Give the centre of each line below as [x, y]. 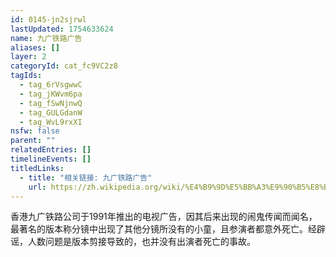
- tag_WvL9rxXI [51, 122]
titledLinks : [37, 168]
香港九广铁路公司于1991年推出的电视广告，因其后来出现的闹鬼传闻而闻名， [164, 217]
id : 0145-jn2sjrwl [48, 19]
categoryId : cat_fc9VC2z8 [64, 66]
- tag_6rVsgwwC [51, 85]
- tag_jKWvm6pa [51, 94]
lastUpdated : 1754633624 [62, 29]
